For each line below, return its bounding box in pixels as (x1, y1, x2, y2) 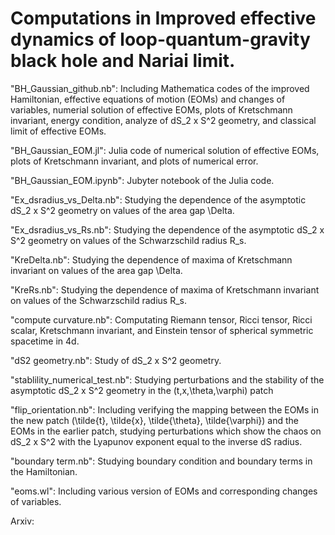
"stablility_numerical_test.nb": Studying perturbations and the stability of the (10, 373, 325, 386)
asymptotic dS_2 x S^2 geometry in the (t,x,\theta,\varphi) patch (10, 384, 274, 396)
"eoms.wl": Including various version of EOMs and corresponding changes (10, 485, 318, 497)
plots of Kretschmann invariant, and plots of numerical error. (10, 155, 259, 167)
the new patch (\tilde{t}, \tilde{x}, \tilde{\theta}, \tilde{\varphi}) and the (10, 414, 299, 426)
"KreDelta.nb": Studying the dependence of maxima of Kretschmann (10, 253, 293, 266)
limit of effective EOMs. (10, 125, 107, 137)
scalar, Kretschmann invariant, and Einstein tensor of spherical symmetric (10, 324, 314, 336)
